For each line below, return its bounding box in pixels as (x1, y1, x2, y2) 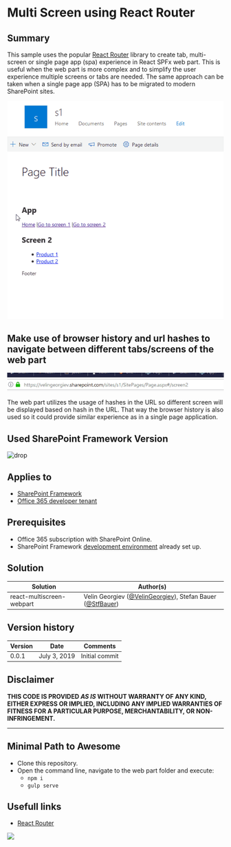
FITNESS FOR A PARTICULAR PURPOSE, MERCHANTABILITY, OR (7, 706, 195, 715)
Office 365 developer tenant (16, 497, 98, 504)
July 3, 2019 (38, 652, 76, 660)
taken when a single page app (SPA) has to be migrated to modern (7, 80, 196, 88)
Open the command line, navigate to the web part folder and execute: (16, 766, 214, 775)
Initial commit (80, 652, 119, 660)
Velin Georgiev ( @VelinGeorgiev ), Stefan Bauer (83, 593, 217, 601)
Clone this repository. (16, 759, 78, 767)
